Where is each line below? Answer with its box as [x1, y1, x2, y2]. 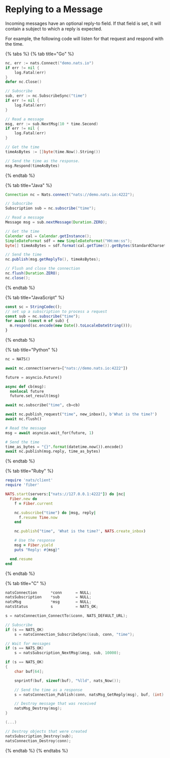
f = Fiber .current [14, 501, 53, 506]
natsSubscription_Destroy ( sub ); [5, 734, 73, 739]
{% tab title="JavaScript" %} [5, 294, 65, 300]
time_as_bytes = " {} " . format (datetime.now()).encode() [5, 444, 123, 449]
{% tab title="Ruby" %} [5, 468, 54, 474]
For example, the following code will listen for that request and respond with [5, 35, 163, 42]
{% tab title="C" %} [5, 580, 47, 586]
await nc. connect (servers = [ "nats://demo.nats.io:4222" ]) [5, 366, 128, 371]
